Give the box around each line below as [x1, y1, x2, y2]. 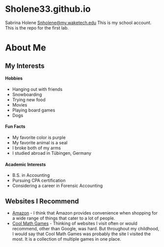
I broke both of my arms [12, 145, 61, 151]
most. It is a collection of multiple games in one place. [12, 236, 121, 242]
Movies [12, 102, 27, 108]
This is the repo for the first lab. [5, 25, 69, 30]
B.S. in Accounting [12, 172, 50, 178]
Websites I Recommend [5, 197, 79, 205]
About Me [5, 42, 46, 54]
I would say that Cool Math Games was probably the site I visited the [12, 231, 151, 237]
